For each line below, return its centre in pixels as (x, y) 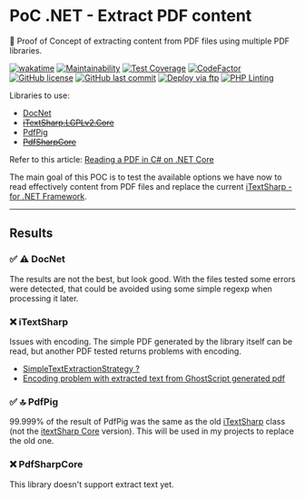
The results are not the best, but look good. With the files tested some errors (152, 279)
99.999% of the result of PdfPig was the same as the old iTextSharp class (148, 422)
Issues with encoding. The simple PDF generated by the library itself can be (151, 341)
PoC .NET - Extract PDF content (131, 16)
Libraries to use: (39, 95)
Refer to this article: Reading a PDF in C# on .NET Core (112, 159)
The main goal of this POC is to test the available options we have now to (146, 177)
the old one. (32, 441)
